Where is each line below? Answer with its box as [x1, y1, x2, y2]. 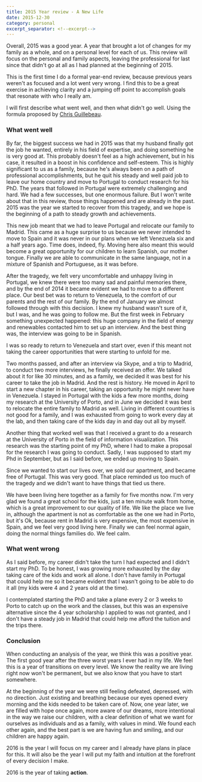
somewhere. [6, 676, 37, 683]
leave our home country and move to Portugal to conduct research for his [6, 178, 189, 185]
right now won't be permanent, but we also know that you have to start [6, 670, 182, 677]
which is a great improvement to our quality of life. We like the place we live [6, 504, 194, 511]
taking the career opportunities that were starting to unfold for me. [6, 348, 171, 355]
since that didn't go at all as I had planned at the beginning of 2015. [6, 62, 173, 69]
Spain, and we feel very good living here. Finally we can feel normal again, [6, 523, 191, 531]
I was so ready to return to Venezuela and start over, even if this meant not [6, 341, 192, 349]
